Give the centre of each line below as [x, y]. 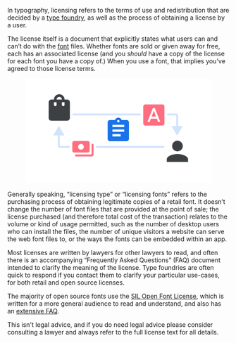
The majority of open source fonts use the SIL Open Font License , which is [116, 296]
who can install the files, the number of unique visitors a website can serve [116, 232]
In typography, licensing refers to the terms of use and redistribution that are [118, 10]
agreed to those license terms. [52, 69]
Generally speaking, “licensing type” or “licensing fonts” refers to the [107, 194]
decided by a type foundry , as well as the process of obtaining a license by [116, 18]
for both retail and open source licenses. [66, 283]
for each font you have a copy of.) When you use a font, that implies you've [116, 61]
